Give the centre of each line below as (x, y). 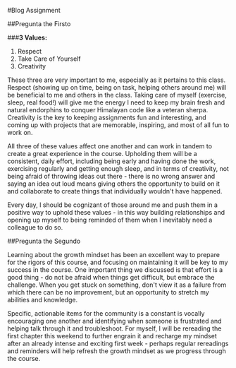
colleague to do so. (35, 227)
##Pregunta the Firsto (39, 24)
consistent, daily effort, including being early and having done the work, (112, 161)
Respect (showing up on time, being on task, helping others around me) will (117, 87)
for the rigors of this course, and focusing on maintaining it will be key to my (118, 262)
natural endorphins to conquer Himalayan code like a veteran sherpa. (108, 110)
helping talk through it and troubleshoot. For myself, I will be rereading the (114, 328)
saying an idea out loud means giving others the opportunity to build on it (114, 184)
